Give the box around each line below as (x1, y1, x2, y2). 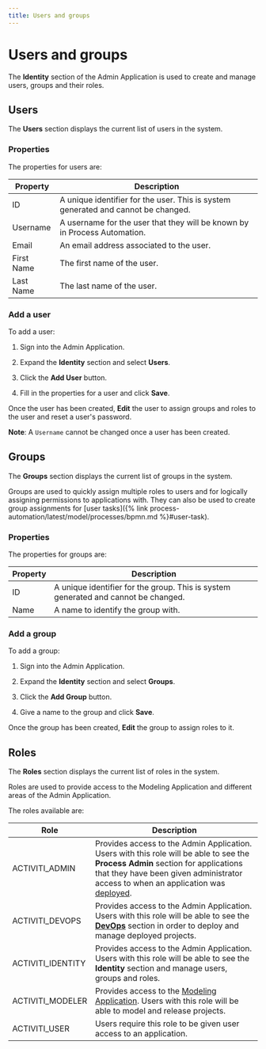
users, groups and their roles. (8, 80, 104, 89)
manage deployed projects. (94, 930, 196, 941)
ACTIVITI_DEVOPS (12, 915, 82, 926)
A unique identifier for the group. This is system (54, 582, 231, 593)
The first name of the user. (59, 257, 158, 268)
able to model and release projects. (94, 1005, 226, 1017)
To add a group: (8, 646, 60, 656)
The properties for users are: (8, 162, 102, 171)
